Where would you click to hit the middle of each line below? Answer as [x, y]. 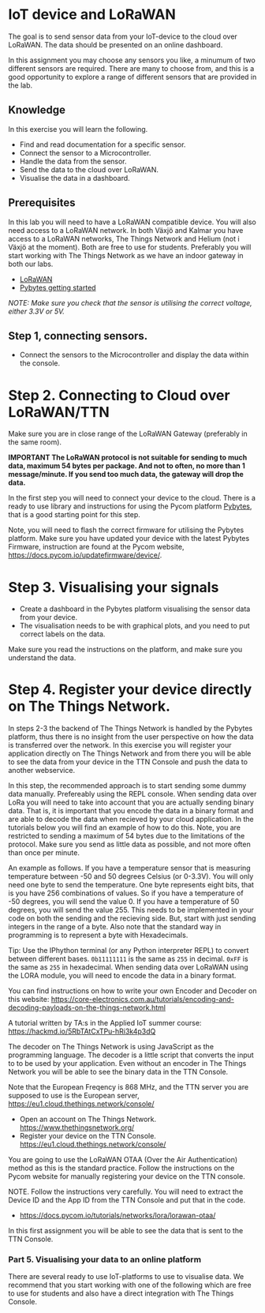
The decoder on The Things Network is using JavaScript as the [111, 1047]
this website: [29, 1000]
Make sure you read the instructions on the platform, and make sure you [125, 650]
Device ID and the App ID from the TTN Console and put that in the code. [127, 1200]
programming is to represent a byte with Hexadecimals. [98, 935]
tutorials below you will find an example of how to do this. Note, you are [125, 827]
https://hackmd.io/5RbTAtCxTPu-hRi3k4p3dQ [82, 1031]
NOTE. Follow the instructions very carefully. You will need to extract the [126, 1192]
